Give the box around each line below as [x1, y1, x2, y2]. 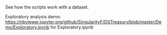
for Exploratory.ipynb [50, 24, 94, 30]
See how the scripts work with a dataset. [5, 4, 89, 10]
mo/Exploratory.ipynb [5, 24, 50, 30]
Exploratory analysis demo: [5, 14, 61, 19]
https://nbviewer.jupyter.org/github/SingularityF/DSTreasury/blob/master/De [5, 19, 162, 25]
